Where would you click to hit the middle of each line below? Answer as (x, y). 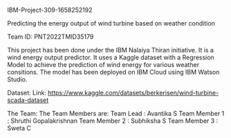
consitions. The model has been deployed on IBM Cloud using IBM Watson (113, 72)
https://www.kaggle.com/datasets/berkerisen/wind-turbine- (133, 93)
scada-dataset (28, 100)
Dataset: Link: (27, 93)
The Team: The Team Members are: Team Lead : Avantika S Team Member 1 (116, 114)
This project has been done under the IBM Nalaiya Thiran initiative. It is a (111, 50)
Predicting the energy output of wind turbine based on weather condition (111, 23)
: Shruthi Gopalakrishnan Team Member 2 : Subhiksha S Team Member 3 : (113, 121)
